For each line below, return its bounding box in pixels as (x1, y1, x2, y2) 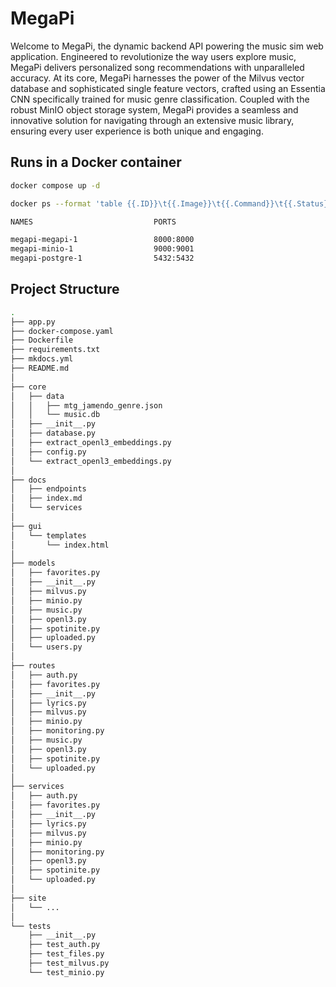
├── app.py (10, 317, 56, 327)
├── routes (10, 661, 56, 671)
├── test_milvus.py (28, 958, 110, 969)
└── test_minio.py (28, 967, 105, 977)
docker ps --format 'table (10, 198, 123, 209)
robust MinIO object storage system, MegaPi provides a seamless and (10, 103, 299, 116)
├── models (10, 558, 56, 569)
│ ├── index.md (10, 493, 83, 504)
